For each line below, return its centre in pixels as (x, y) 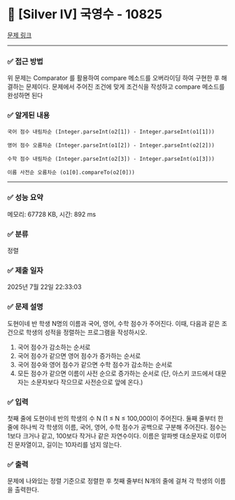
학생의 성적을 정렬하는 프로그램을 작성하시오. (86, 332)
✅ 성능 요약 (25, 198)
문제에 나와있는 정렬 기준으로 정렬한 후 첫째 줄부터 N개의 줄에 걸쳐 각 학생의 (110, 481)
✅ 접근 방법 (25, 62)
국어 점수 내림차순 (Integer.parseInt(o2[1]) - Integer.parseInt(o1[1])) (111, 131)
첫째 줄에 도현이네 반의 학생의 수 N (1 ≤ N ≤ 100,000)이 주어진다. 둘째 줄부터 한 (115, 419)
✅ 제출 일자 (25, 271)
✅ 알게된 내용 (29, 115)
